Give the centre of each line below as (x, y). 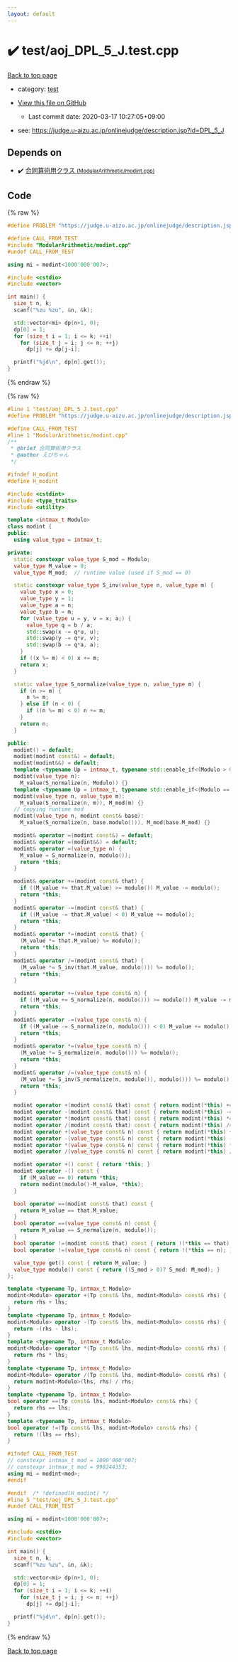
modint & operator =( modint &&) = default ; (76, 842)
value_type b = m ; (47, 612)
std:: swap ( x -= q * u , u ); (63, 632)
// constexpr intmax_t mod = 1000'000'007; (73, 1461)
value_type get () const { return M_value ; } (80, 1263)
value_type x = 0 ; (47, 592)
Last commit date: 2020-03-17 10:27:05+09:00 (96, 116)
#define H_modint (33, 481)
